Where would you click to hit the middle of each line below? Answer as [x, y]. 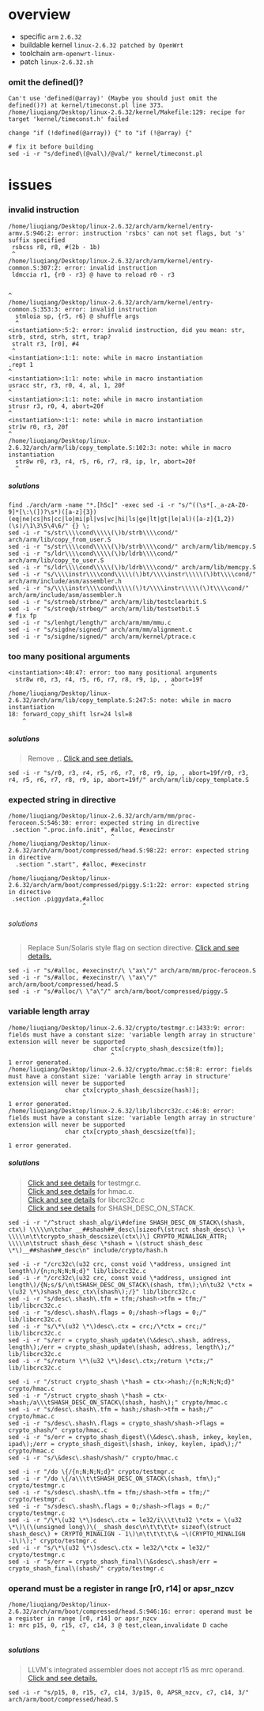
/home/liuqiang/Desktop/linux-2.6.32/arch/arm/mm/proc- [102, 816]
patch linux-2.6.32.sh [57, 62]
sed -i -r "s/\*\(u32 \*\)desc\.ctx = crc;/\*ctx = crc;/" [107, 1326]
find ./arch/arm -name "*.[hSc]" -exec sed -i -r [92, 505]
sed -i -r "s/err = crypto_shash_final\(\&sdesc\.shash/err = [113, 1562]
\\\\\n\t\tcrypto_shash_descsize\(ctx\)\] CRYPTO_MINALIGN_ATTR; [118, 1236]
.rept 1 [21, 364]
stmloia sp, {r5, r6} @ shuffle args [77, 316]
